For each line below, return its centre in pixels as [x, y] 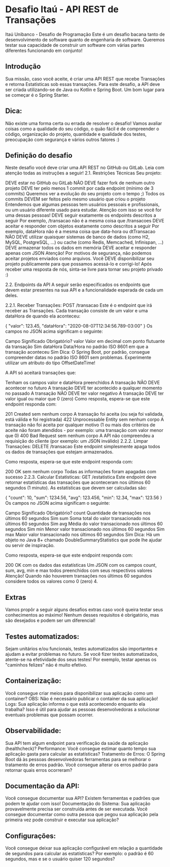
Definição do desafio [39, 155]
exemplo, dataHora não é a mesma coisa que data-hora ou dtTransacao [80, 232]
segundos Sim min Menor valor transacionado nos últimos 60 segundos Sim [85, 529]
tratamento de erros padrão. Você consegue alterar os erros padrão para [82, 765]
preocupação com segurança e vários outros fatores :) [62, 139]
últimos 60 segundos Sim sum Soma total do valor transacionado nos [78, 518]
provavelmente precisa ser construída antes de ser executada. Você [77, 809]
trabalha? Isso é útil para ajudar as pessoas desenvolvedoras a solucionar [82, 709]
